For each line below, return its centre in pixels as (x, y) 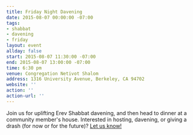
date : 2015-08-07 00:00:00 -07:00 (50, 17)
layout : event (24, 46)
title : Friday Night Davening (44, 12)
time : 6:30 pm (24, 68)
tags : (13, 23)
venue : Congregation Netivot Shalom (52, 74)
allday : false (24, 51)
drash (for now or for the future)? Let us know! (64, 126)
